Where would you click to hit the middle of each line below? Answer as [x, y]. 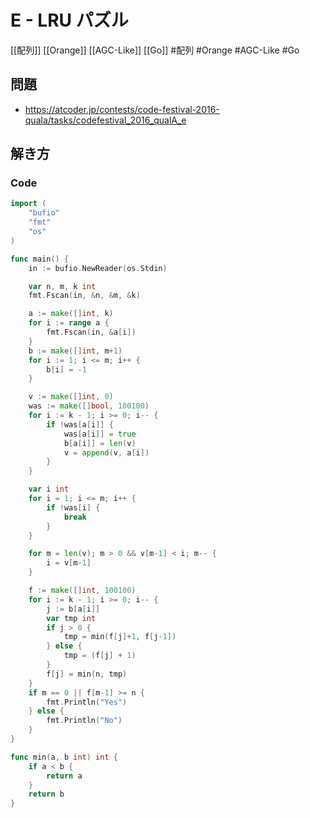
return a [64, 776]
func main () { [40, 259]
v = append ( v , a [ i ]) [106, 452]
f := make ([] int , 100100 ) [82, 591]
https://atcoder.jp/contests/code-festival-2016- [122, 109]
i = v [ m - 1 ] [69, 563]
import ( [28, 204]
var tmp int [71, 618]
